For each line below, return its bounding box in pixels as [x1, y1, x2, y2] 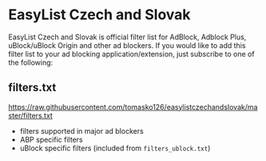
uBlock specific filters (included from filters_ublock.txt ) [19, 143, 211, 153]
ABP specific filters [19, 135, 83, 144]
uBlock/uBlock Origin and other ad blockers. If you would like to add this [8, 40, 246, 50]
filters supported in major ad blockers [19, 126, 144, 135]
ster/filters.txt [8, 111, 54, 120]
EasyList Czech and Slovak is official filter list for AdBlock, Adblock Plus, [8, 32, 247, 42]
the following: [8, 58, 54, 67]
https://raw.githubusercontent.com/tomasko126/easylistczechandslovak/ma [8, 102, 258, 111]
